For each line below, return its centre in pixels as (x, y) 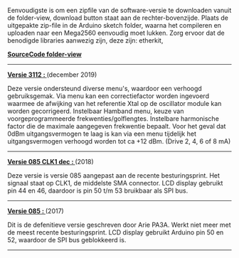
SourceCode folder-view (44, 54)
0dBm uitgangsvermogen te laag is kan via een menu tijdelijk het (102, 134)
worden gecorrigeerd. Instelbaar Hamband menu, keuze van (96, 111)
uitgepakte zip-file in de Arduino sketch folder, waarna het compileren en (115, 25)
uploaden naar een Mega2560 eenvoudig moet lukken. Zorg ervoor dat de (116, 33)
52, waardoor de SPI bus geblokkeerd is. (67, 240)
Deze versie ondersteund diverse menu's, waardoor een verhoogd (105, 88)
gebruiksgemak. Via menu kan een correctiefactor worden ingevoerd (108, 96)
